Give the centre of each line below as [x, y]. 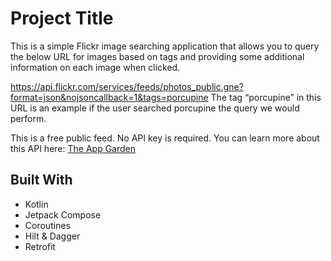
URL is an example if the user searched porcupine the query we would [155, 108]
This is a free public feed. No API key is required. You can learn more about [165, 138]
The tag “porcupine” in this [266, 97]
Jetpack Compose [63, 214]
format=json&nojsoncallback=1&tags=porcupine [109, 97]
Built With [41, 180]
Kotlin [36, 204]
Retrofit [40, 246]
